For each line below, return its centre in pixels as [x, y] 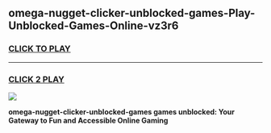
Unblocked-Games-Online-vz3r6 [94, 26]
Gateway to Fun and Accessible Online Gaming [88, 120]
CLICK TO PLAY [40, 49]
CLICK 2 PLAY [36, 79]
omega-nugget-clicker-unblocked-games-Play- [132, 13]
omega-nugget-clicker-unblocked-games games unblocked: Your [122, 111]
